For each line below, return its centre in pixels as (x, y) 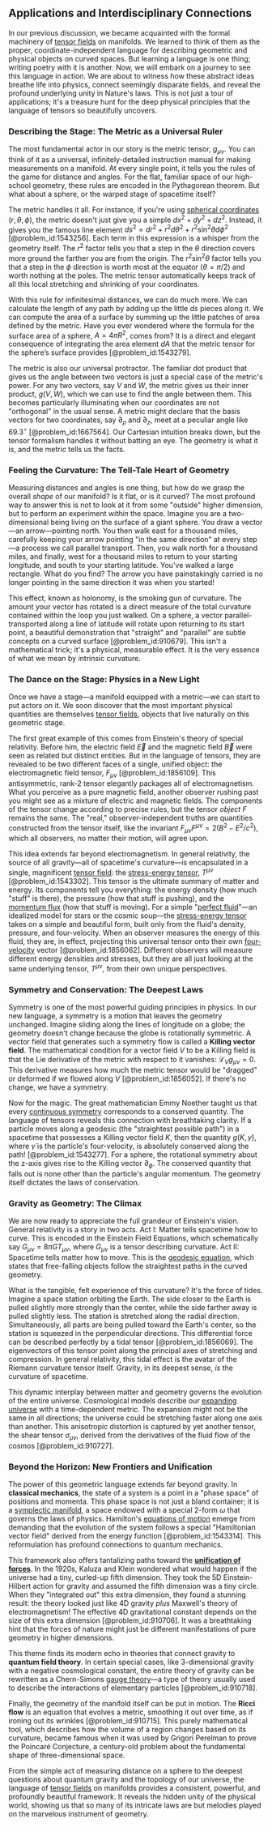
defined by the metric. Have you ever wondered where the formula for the (132, 325)
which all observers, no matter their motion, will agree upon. (108, 839)
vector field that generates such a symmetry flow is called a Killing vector (132, 1042)
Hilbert (19, 1586)
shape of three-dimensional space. (67, 1755)
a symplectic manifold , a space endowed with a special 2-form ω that (124, 1509)
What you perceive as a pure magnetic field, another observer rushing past (134, 792)
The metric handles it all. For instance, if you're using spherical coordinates (134, 209)
